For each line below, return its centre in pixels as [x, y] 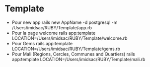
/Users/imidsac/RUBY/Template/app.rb [52, 27]
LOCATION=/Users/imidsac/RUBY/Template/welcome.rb [70, 38]
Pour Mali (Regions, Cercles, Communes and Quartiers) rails [73, 54]
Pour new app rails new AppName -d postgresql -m [65, 22]
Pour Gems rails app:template [42, 43]
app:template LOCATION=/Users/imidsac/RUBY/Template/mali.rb [78, 59]
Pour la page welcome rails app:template [54, 33]
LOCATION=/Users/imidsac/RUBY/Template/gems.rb [66, 49]
